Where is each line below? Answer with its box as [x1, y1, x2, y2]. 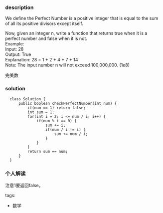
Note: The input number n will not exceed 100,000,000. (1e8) [5, 62, 130, 68]
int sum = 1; [27, 109, 55, 115]
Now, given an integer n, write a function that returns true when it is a [5, 30, 148, 36]
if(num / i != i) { [45, 127, 86, 132]
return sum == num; [27, 149, 68, 154]
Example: [5, 41, 24, 47]
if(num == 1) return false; [27, 105, 86, 110]
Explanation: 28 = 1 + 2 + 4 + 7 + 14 [5, 57, 78, 63]
